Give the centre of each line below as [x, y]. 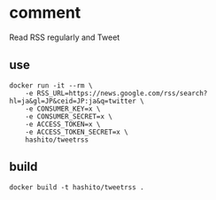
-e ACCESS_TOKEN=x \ [63, 124]
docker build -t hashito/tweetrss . [77, 187]
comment [45, 13]
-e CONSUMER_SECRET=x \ [69, 116]
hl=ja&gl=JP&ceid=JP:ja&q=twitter [73, 101]
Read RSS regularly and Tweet [65, 37]
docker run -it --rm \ [51, 85]
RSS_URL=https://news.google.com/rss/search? [122, 93]
